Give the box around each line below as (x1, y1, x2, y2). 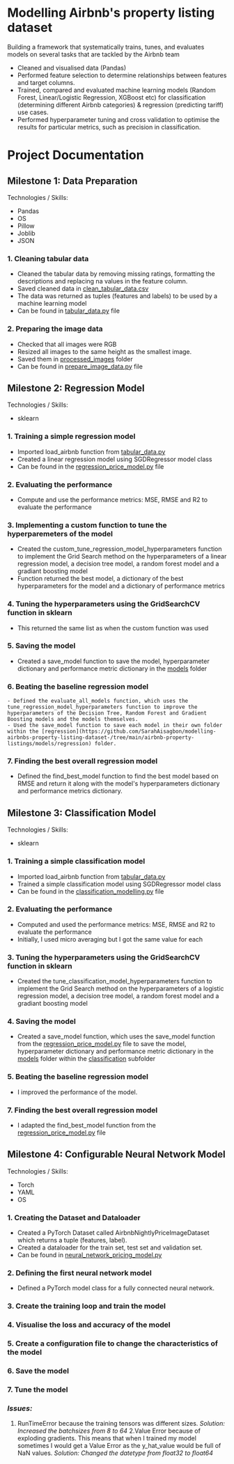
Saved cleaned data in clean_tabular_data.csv (17, 284, 149, 293)
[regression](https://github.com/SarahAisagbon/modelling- (41, 728, 217, 735)
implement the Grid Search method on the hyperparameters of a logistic (17, 984, 224, 993)
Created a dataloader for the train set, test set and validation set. (17, 1243, 203, 1252)
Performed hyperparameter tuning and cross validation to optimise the (17, 115, 220, 123)
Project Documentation (7, 148, 144, 163)
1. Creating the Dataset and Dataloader (7, 1213, 141, 1222)
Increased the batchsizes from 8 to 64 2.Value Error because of (17, 1426, 201, 1435)
